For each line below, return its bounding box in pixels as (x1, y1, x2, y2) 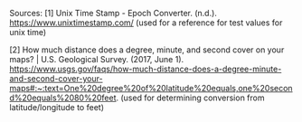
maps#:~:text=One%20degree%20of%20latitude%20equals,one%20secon (9, 83, 293, 93)
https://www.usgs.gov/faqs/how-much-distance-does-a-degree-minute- (9, 63, 282, 74)
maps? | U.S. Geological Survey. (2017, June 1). (9, 54, 184, 64)
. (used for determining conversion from (116, 92, 265, 103)
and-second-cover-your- (9, 73, 103, 84)
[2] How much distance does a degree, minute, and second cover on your (9, 44, 285, 55)
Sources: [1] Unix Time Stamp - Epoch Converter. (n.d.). (9, 8, 217, 18)
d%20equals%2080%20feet (9, 92, 117, 103)
